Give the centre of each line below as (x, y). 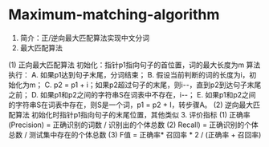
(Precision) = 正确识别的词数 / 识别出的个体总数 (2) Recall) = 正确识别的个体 (133, 125)
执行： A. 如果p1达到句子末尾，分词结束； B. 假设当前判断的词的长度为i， (129, 74)
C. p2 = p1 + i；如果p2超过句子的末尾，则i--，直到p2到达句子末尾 (153, 85)
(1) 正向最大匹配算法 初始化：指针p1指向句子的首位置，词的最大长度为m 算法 (134, 65)
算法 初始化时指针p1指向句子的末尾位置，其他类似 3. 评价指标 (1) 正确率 (132, 114)
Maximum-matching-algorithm (114, 15)
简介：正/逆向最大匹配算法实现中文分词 (85, 38)
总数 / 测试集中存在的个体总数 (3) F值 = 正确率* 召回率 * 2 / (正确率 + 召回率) (135, 134)
